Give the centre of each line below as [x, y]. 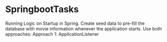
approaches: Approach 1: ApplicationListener [52, 34]
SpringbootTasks [42, 9]
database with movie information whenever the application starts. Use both [83, 28]
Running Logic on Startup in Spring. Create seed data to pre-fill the [75, 23]
